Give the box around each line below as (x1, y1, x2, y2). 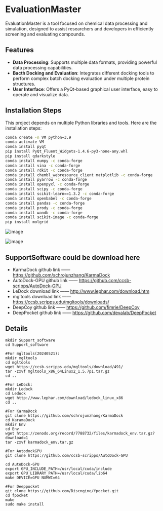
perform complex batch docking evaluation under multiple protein (12, 75, 150, 82)
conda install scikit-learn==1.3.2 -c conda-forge (5, 191, 114, 196)
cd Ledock (5, 391, 26, 396)
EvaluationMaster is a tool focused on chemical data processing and (5, 20, 148, 26)
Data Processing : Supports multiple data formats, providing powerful (12, 59, 157, 65)
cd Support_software (5, 342, 49, 347)
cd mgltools (5, 360, 30, 365)
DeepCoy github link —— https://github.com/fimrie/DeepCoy (12, 304, 140, 310)
